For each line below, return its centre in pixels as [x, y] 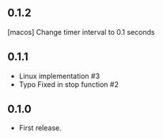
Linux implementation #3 [59, 76]
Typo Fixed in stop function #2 [69, 84]
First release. [40, 128]
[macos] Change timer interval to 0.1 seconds [81, 32]
